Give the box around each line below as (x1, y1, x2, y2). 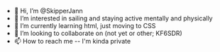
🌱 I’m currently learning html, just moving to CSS (13, 22, 156, 30)
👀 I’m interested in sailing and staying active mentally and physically (13, 14, 213, 22)
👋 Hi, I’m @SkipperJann (13, 7, 83, 15)
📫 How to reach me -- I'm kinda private (13, 37, 131, 45)
